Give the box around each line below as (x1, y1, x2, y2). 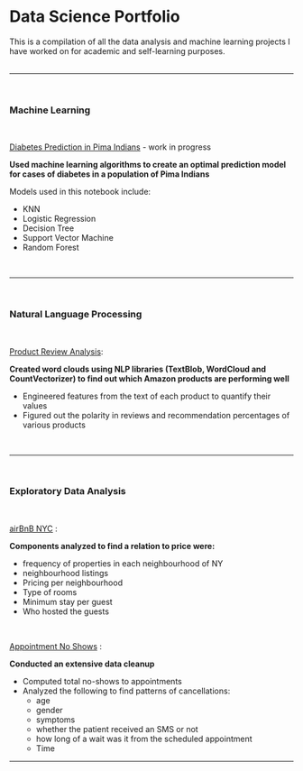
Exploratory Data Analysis (9, 485, 126, 498)
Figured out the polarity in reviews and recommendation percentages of (22, 409, 290, 420)
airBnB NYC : (9, 523, 59, 534)
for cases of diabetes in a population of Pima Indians (9, 169, 210, 179)
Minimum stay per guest (22, 596, 113, 607)
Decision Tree (22, 223, 75, 234)
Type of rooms (22, 586, 78, 597)
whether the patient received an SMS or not (35, 723, 198, 734)
